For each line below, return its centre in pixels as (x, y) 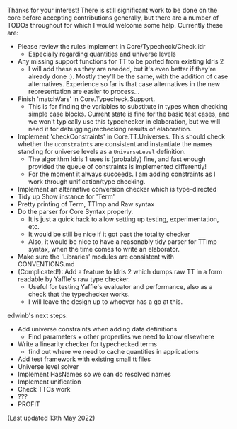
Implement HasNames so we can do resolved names (94, 374)
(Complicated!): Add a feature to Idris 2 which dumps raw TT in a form (120, 272)
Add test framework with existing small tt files (84, 359)
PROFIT (29, 404)
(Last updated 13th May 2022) (51, 418)
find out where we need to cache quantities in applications (114, 352)
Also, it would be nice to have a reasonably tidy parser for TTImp (122, 242)
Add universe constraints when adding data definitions (97, 329)
